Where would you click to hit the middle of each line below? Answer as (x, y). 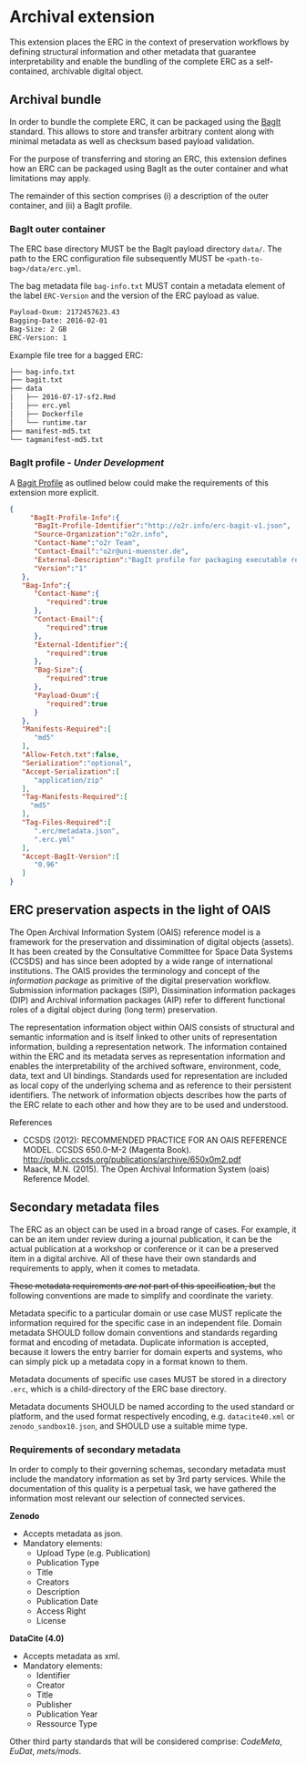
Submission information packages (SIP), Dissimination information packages (153, 990)
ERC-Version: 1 (38, 338)
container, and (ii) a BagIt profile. (71, 205)
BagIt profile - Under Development (87, 463)
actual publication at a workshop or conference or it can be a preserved (144, 1248)
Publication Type (68, 1563)
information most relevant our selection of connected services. (127, 1498)
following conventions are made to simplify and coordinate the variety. (141, 1295)
